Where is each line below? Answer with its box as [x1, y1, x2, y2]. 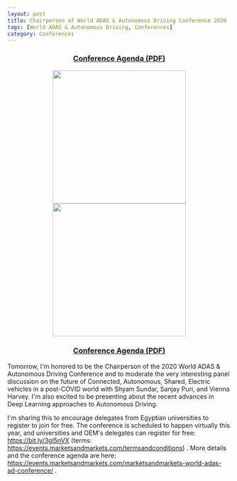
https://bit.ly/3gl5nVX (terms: [7, 436, 92, 444]
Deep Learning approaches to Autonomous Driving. [7, 399, 158, 408]
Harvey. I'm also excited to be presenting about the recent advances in [7, 392, 214, 401]
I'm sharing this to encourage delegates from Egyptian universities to [7, 413, 209, 422]
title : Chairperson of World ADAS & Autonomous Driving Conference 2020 [7, 17, 227, 24]
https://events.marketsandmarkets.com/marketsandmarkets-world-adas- [7, 458, 222, 467]
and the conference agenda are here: [7, 451, 116, 460]
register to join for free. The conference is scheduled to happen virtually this [7, 421, 231, 429]
